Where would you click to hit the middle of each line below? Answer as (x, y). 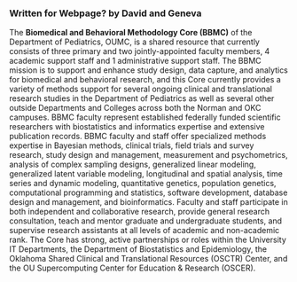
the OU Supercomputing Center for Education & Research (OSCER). (133, 268)
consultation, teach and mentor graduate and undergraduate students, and (145, 221)
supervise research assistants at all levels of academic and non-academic (145, 231)
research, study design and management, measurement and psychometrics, (148, 155)
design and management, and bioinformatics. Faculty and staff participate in (148, 202)
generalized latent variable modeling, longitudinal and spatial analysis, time (146, 174)
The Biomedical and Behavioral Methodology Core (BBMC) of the (131, 33)
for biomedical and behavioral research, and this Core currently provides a (145, 80)
